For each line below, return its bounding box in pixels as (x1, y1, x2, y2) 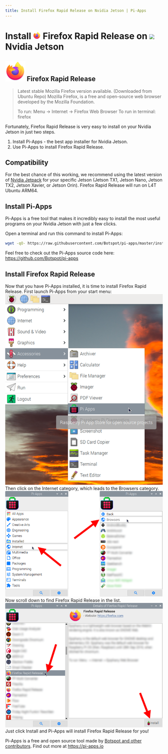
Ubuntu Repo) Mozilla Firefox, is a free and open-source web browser (17, 93, 161, 99)
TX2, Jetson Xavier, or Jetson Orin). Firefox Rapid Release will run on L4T (5, 182, 156, 188)
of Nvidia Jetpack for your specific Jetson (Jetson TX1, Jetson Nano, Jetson (5, 177, 162, 183)
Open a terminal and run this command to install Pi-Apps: (5, 231, 123, 237)
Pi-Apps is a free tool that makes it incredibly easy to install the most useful (5, 216, 160, 222)
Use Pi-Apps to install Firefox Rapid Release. (12, 143, 104, 150)
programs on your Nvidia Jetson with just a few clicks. (5, 221, 117, 227)
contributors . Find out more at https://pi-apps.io (5, 743, 104, 749)
